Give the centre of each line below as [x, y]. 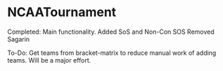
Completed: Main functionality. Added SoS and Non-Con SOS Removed [111, 32]
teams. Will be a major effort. [49, 60]
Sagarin [19, 39]
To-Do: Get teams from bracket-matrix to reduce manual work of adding [112, 53]
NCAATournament [62, 12]
